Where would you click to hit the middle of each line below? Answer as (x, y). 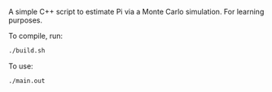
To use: (21, 66)
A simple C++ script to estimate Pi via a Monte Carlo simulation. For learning (136, 12)
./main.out (27, 81)
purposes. (26, 20)
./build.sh (27, 51)
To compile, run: (36, 36)
